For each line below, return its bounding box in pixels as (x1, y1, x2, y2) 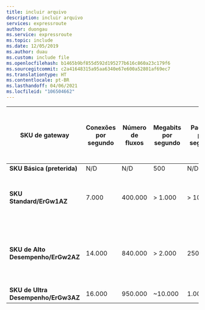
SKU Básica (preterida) (9, 164, 78, 172)
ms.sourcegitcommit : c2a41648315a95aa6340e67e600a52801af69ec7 (6, 65, 171, 72)
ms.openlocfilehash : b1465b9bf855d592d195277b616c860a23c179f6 (6, 60, 171, 66)
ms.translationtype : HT (6, 72, 67, 78)
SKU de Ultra (9, 286, 48, 294)
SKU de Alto (9, 245, 46, 254)
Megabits (153, 123, 182, 131)
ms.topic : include (6, 37, 53, 43)
